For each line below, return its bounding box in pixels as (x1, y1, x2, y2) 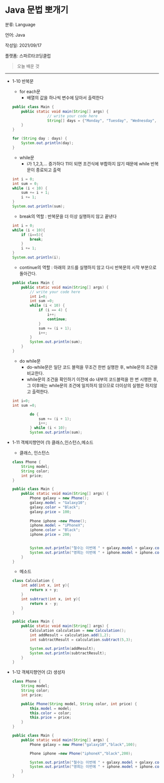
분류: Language (5, 22, 36, 27)
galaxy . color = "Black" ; (30, 505, 81, 509)
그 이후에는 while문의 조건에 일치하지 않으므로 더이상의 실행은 (26, 382, 144, 388)
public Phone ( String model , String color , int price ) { (21, 701, 137, 706)
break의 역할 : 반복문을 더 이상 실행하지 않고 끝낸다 (19, 213, 117, 219)
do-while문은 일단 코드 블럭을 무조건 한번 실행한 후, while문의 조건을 (26, 364, 158, 370)
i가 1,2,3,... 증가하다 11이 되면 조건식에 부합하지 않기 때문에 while (26, 161, 150, 166)
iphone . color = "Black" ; (30, 528, 81, 532)
